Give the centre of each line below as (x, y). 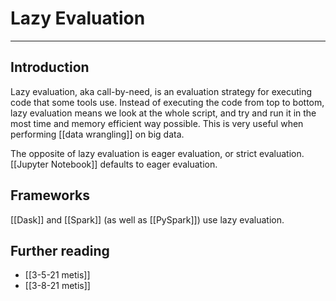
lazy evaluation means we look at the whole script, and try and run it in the (163, 113)
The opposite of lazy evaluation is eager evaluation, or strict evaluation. (157, 153)
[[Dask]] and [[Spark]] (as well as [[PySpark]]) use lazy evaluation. (147, 219)
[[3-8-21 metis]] (57, 286)
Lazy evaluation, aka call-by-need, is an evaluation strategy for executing (161, 91)
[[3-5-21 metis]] (57, 275)
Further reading (60, 250)
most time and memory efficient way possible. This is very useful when (157, 123)
